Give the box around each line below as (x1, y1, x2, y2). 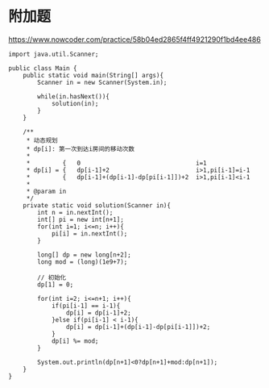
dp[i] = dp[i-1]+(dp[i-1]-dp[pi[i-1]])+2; (65, 323, 211, 331)
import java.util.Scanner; (8, 50, 99, 58)
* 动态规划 (26, 136, 58, 144)
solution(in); (51, 99, 99, 107)
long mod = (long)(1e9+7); (37, 257, 128, 266)
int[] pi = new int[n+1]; (37, 215, 125, 223)
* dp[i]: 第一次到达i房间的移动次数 (26, 144, 135, 153)
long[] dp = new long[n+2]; (37, 251, 131, 259)
